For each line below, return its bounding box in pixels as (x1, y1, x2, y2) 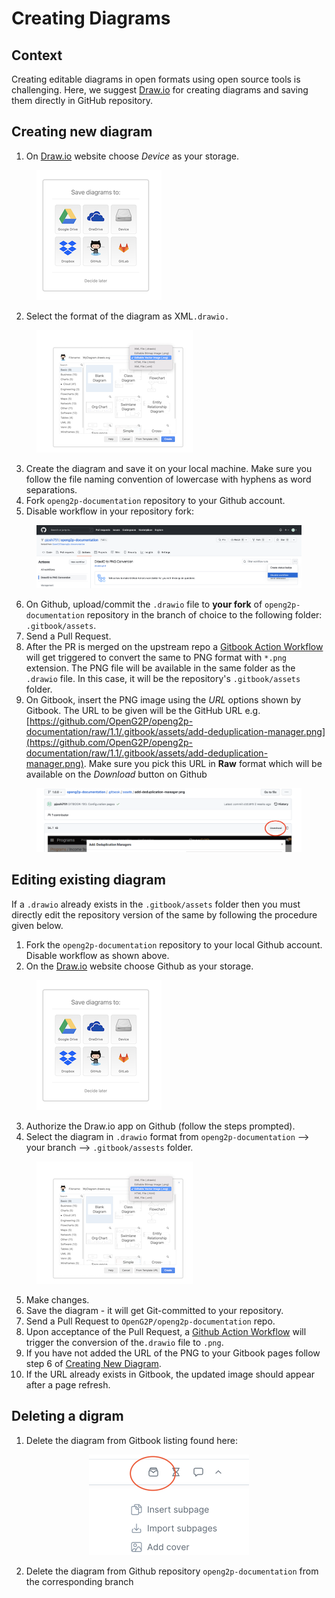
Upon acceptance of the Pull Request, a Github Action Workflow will (25, 1325, 307, 1337)
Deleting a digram (11, 1408, 124, 1425)
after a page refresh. (25, 1378, 111, 1391)
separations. (25, 483, 78, 496)
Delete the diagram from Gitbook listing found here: (25, 1434, 238, 1446)
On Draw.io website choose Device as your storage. (25, 150, 239, 162)
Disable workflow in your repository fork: (25, 505, 195, 517)
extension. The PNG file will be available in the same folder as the (25, 662, 296, 674)
